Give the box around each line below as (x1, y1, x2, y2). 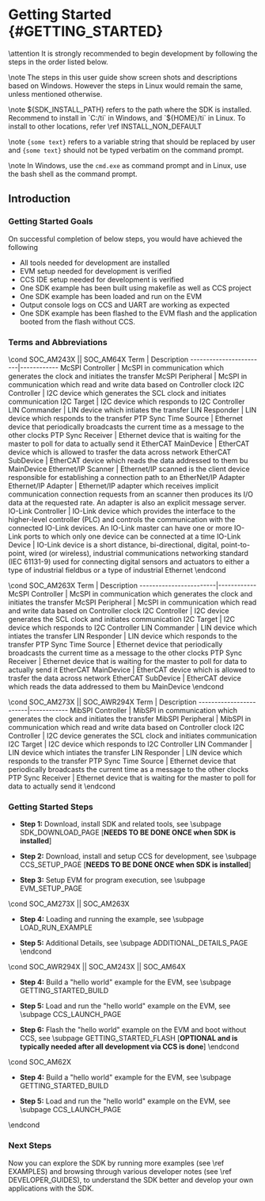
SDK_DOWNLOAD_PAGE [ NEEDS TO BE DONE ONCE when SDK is (19, 827, 236, 838)
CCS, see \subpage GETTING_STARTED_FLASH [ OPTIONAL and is (19, 1034, 238, 1043)
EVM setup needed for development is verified (19, 266, 172, 275)
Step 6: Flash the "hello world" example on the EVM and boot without (19, 1025, 247, 1034)
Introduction (8, 192, 71, 205)
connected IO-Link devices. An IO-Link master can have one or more (8, 523, 233, 532)
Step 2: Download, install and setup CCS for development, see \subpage (19, 851, 257, 861)
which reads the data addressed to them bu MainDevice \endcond (8, 681, 224, 691)
